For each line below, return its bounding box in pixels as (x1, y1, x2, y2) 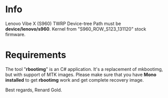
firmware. (5, 31, 26, 37)
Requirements (5, 50, 66, 61)
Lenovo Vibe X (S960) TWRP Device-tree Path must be (5, 20, 122, 27)
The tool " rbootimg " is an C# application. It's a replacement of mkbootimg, (5, 66, 163, 72)
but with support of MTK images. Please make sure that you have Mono (5, 71, 157, 78)
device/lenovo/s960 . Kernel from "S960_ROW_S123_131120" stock (5, 26, 147, 32)
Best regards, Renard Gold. (5, 87, 62, 93)
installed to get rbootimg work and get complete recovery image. (5, 77, 144, 83)
